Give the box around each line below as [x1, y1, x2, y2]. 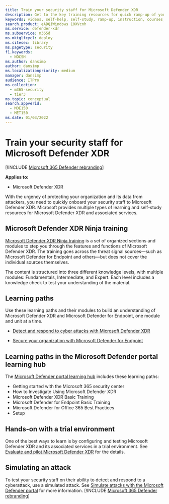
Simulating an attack [5, 463, 71, 472]
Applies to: [5, 174, 29, 180]
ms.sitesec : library [5, 40, 49, 45]
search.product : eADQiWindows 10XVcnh [5, 21, 87, 27]
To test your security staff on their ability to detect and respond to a [5, 477, 145, 483]
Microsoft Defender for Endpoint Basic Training [12, 399, 111, 406]
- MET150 [10, 110, 28, 116]
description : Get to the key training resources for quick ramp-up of [5, 12, 156, 17]
